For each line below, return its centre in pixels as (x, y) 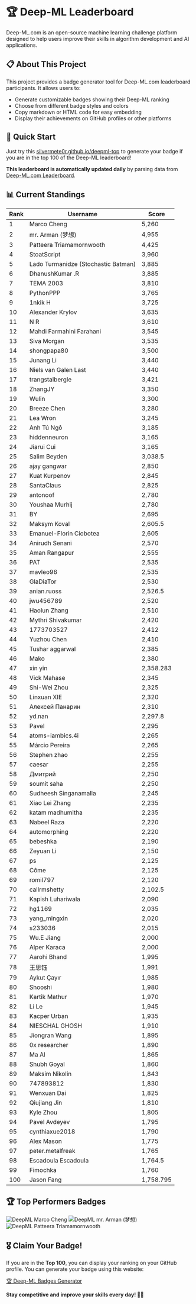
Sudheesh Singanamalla (63, 794)
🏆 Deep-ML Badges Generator (44, 1281)
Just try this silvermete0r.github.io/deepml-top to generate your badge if (94, 151)
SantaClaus (45, 486)
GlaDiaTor (43, 582)
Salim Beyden (48, 457)
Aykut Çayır (45, 978)
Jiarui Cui (43, 447)
